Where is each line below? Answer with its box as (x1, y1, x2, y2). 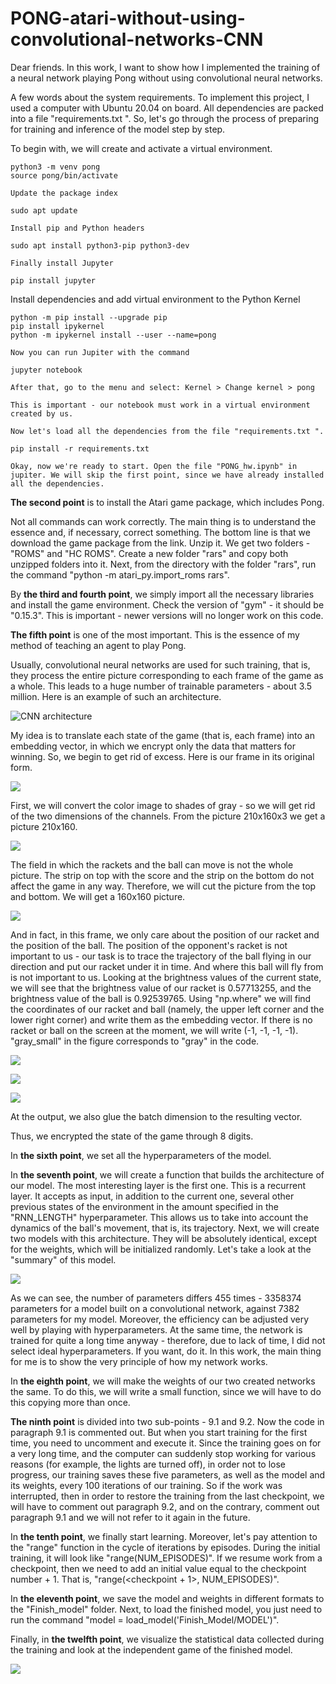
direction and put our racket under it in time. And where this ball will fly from (10, 960, 324, 972)
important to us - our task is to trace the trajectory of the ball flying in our (10, 950, 312, 962)
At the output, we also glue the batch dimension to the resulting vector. (10, 1110, 303, 1122)
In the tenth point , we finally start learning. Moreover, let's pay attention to (10, 1530, 318, 1542)
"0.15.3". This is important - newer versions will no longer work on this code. (10, 609, 324, 621)
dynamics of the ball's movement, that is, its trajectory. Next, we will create (10, 1222, 320, 1234)
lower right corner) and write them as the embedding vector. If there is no (10, 1013, 313, 1026)
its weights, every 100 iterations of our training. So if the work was (10, 1479, 283, 1491)
